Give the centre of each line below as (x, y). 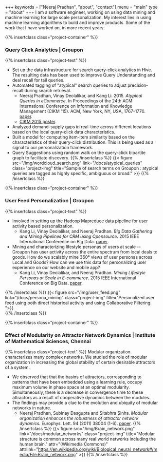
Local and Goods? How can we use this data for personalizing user (79, 262)
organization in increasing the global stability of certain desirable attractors (80, 362)
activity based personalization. (43, 226)
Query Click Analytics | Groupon (44, 50)
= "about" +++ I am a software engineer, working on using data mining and (80, 12)
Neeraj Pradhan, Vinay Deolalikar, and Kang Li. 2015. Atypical (81, 96)
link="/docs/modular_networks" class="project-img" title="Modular (87, 434)
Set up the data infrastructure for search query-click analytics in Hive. (82, 70)
